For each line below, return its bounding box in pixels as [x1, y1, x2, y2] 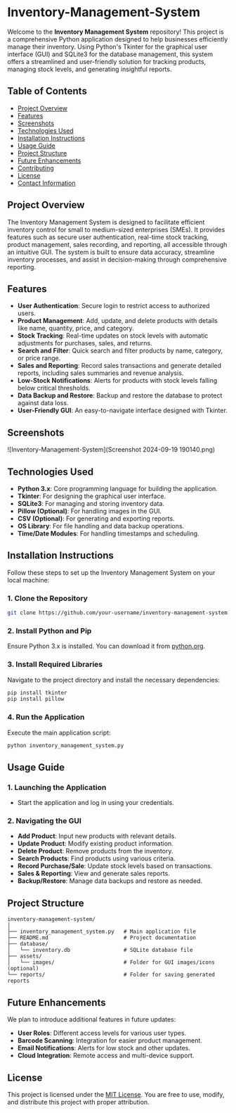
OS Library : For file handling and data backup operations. [17, 522, 185, 530]
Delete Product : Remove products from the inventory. [17, 847, 173, 856]
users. [17, 309, 37, 317]
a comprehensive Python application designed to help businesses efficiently [7, 34, 228, 43]
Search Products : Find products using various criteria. [17, 854, 176, 863]
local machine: [7, 575, 50, 584]
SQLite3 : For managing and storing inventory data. [17, 500, 165, 507]
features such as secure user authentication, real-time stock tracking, [7, 233, 209, 241]
